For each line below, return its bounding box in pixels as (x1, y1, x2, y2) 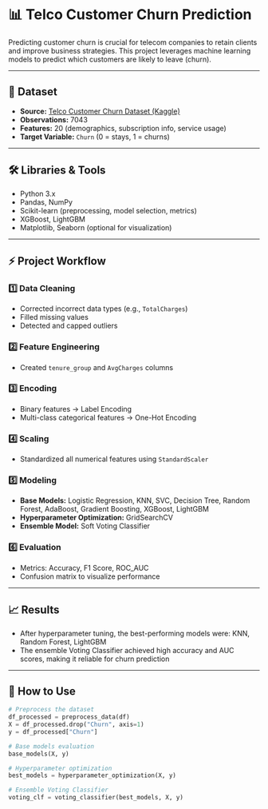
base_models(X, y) (8, 750, 69, 758)
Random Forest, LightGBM (19, 636, 107, 647)
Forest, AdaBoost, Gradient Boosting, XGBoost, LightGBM (19, 504, 210, 514)
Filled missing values (19, 313, 89, 322)
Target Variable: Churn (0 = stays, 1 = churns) (19, 132, 170, 141)
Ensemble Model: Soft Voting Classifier (19, 521, 150, 531)
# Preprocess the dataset (8, 706, 94, 714)
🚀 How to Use (8, 684, 76, 698)
